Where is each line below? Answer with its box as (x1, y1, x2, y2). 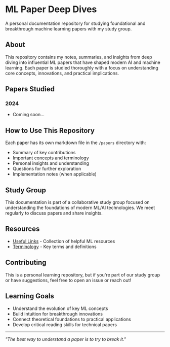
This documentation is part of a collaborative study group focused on (5, 199, 150, 205)
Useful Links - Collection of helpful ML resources (12, 238, 115, 244)
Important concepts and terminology (12, 155, 90, 161)
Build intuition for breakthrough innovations (12, 310, 103, 317)
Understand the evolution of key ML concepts (12, 305, 108, 311)
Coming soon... (12, 112, 45, 118)
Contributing (5, 258, 47, 267)
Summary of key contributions (12, 150, 76, 156)
